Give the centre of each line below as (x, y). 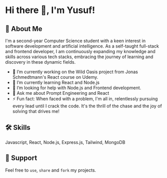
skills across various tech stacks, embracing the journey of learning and (79, 57)
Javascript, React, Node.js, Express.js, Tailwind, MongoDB (65, 142)
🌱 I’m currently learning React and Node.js (56, 82)
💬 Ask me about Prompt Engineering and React (61, 93)
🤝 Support (21, 158)
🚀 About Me (24, 29)
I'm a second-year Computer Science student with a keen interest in (75, 41)
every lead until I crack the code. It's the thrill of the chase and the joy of (87, 106)
